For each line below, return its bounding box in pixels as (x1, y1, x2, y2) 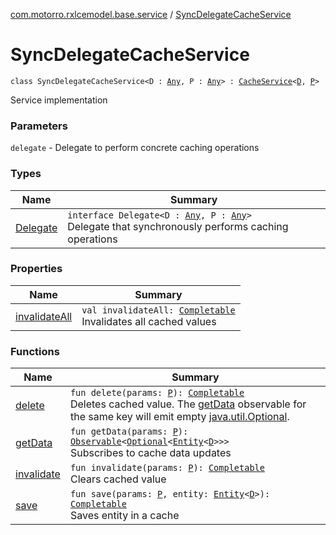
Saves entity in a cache (69, 509, 180, 523)
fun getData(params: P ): (69, 426, 189, 438)
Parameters (10, 119, 68, 133)
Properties (10, 262, 63, 276)
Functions (10, 344, 60, 358)
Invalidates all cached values (81, 314, 217, 328)
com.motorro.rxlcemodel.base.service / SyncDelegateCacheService (10, 9, 292, 20)
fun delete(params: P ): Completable (69, 387, 245, 399)
